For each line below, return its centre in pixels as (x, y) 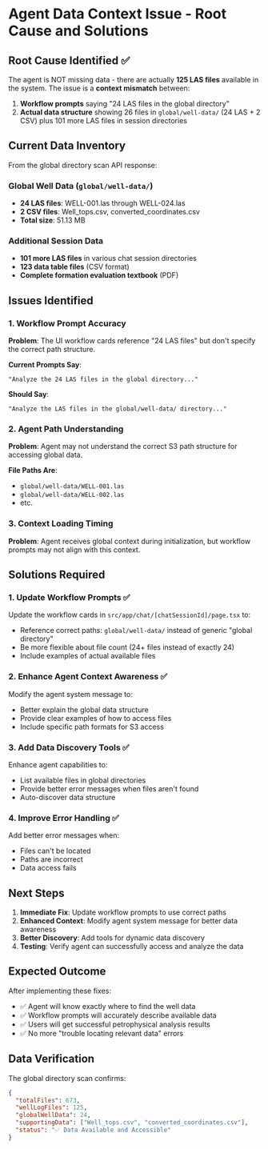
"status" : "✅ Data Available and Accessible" (94, 1130)
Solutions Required (57, 575)
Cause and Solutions (79, 31)
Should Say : (29, 394)
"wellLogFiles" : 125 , (52, 1108)
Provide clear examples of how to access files (96, 718)
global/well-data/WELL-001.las (72, 486)
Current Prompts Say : (45, 365)
